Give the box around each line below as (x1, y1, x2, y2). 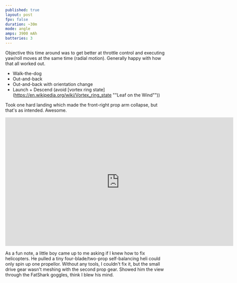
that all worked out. (5, 60, 46, 67)
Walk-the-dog (12, 70, 42, 76)
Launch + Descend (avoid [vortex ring (12, 86, 92, 92)
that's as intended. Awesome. (5, 107, 67, 113)
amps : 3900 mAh (5, 31, 37, 36)
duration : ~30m (5, 21, 37, 27)
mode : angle (5, 26, 30, 32)
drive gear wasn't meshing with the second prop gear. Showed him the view (5, 266, 164, 272)
